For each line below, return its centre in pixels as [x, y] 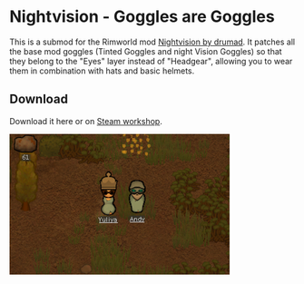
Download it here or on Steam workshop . [86, 121]
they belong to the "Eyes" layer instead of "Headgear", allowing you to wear [151, 61]
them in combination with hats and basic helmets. [102, 71]
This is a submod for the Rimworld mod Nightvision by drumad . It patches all [152, 42]
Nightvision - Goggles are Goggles [142, 17]
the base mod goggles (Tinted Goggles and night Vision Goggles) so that [146, 51]
